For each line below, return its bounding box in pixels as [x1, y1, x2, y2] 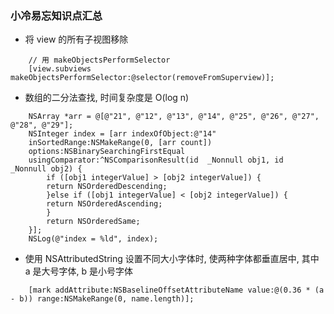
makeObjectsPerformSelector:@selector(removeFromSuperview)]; [10, 73, 275, 83]
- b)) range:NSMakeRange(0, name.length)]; [10, 294, 195, 304]
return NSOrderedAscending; [46, 199, 163, 209]
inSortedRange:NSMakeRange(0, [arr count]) [28, 138, 213, 148]
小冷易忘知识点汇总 [10, 8, 103, 22]
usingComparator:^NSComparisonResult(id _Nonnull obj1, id [28, 155, 284, 166]
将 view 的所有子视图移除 [24, 33, 129, 46]
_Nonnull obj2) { [10, 164, 83, 174]
